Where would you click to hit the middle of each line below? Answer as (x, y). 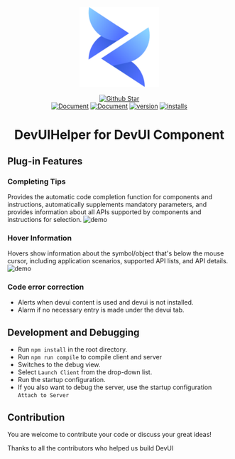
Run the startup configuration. (61, 380)
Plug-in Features (45, 161)
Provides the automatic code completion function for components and (110, 196)
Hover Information (40, 238)
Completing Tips (37, 181)
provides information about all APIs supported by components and (104, 212)
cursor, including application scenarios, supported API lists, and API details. (118, 261)
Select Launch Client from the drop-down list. (85, 372)
